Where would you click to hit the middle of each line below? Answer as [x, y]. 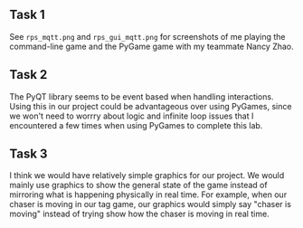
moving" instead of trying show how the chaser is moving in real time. [139, 214]
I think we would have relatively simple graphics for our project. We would [147, 176]
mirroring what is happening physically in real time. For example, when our [148, 195]
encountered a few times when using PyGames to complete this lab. [136, 125]
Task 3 [28, 154]
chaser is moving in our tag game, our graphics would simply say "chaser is [151, 204]
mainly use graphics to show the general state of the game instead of [139, 185]
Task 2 [28, 75]
